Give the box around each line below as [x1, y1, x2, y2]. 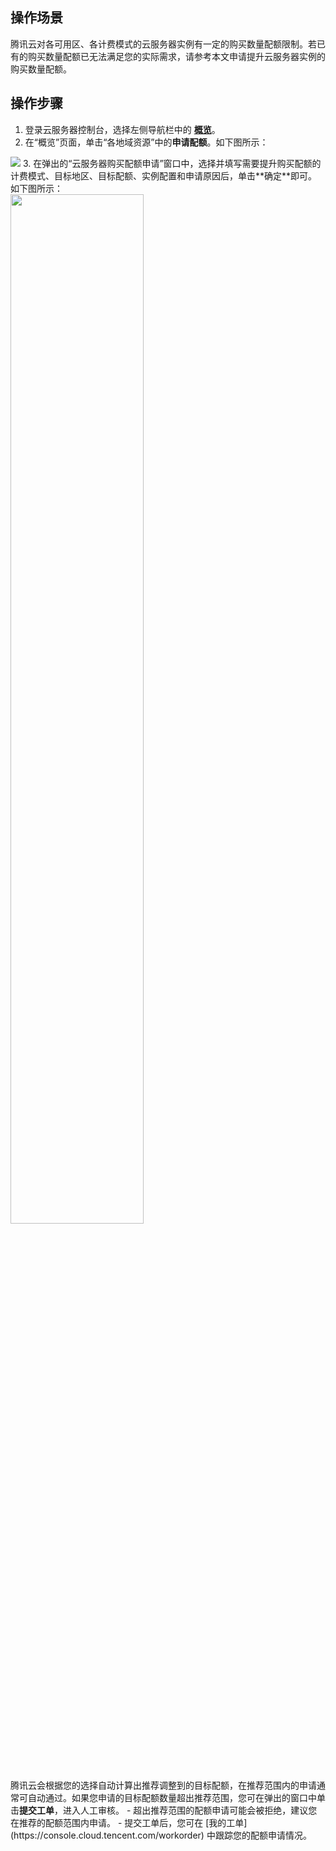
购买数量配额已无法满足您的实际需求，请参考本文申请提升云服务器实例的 [27, 50, 326, 62]
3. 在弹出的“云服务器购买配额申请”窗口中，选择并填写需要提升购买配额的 [22, 157, 322, 169]
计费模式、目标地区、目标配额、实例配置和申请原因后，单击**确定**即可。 [10, 169, 318, 182]
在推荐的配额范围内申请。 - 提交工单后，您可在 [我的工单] [10, 1816, 248, 1828]
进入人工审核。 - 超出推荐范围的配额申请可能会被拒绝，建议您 [62, 1804, 318, 1816]
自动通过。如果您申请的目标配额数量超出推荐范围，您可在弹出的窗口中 [27, 1791, 317, 1803]
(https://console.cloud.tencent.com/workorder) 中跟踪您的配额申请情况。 [10, 1829, 312, 1841]
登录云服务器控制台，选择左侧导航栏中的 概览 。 [24, 123, 221, 135]
